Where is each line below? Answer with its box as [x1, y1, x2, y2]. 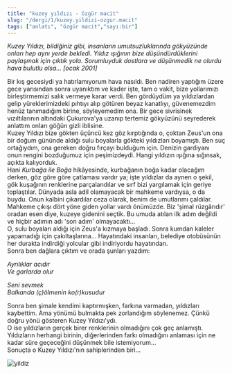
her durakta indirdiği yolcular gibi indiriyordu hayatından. [7, 240, 168, 248]
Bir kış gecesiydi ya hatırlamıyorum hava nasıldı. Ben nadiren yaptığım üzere [7, 78, 224, 86]
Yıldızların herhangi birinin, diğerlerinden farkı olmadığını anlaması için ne [7, 331, 216, 339]
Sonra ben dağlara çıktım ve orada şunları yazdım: [7, 247, 150, 255]
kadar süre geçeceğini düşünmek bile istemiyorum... [7, 339, 157, 347]
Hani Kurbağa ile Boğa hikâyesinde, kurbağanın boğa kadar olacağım [7, 166, 205, 174]
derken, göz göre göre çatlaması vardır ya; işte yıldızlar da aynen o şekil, [7, 173, 214, 181]
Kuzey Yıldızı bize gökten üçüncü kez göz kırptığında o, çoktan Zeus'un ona [7, 129, 223, 137]
